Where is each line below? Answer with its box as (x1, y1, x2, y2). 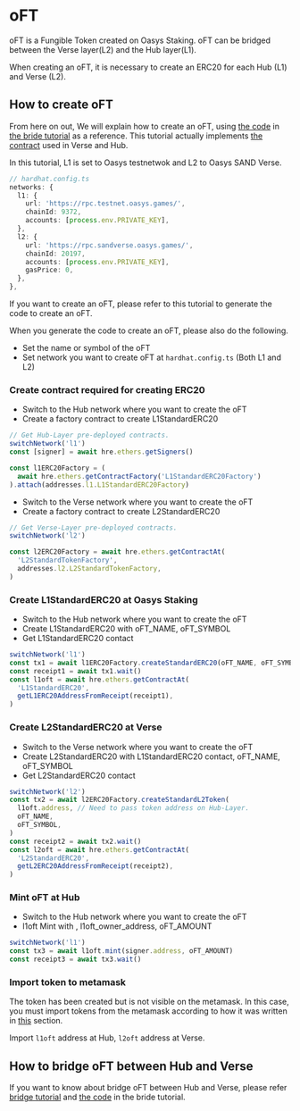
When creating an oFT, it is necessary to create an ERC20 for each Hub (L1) (9, 62, 287, 72)
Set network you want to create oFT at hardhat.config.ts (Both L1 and (21, 352, 281, 363)
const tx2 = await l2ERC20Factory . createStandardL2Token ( (9, 796, 229, 805)
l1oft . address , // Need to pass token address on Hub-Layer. (17, 804, 250, 813)
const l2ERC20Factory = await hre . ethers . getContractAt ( (9, 547, 226, 556)
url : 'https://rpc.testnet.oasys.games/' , (25, 199, 186, 208)
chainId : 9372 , (25, 207, 82, 217)
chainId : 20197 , (25, 249, 87, 258)
